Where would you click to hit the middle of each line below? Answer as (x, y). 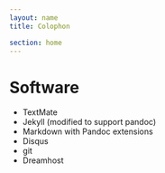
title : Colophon (40, 26)
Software (44, 87)
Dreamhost (43, 160)
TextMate (40, 112)
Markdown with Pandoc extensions (87, 131)
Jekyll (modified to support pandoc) (89, 122)
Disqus (35, 141)
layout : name (34, 18)
